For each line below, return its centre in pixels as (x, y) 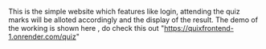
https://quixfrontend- (199, 28)
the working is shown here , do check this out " (86, 28)
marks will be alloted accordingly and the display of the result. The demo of (133, 20)
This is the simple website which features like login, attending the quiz (124, 11)
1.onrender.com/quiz (42, 36)
